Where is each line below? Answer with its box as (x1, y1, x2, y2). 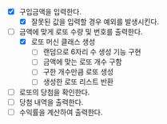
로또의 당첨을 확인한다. (18, 87, 90, 97)
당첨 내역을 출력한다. (18, 97, 84, 106)
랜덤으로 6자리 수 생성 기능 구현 (42, 47, 141, 57)
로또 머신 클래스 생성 (30, 37, 96, 46)
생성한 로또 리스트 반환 (42, 77, 113, 86)
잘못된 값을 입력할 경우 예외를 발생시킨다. (30, 17, 160, 26)
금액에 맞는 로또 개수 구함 (42, 57, 122, 66)
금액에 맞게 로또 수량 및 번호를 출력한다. (18, 27, 143, 37)
